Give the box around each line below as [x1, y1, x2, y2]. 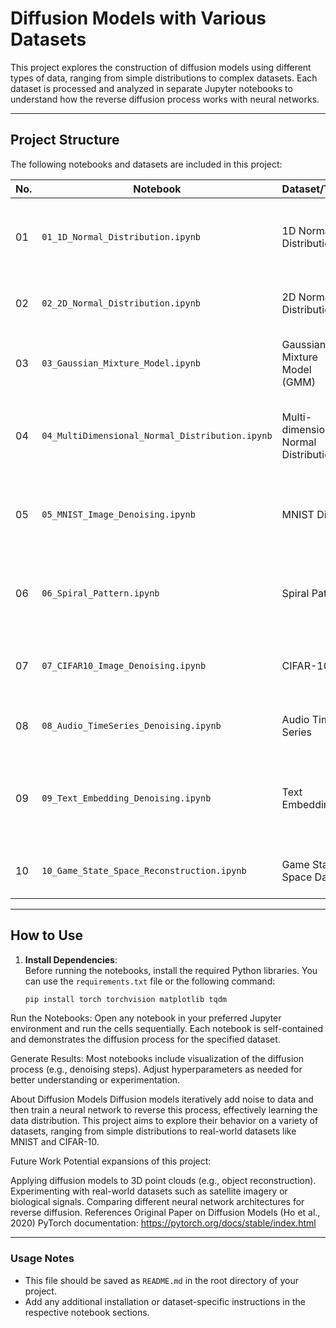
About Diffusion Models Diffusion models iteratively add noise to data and [10, 1093, 314, 1106]
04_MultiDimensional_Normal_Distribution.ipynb [41, 430, 273, 441]
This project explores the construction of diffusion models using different [10, 61, 312, 73]
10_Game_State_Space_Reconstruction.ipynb [41, 865, 247, 876]
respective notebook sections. [24, 1306, 150, 1318]
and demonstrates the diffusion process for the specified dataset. [10, 1033, 281, 1046]
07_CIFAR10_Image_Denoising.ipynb [41, 660, 207, 671]
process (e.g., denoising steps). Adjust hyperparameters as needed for [10, 1063, 303, 1076]
